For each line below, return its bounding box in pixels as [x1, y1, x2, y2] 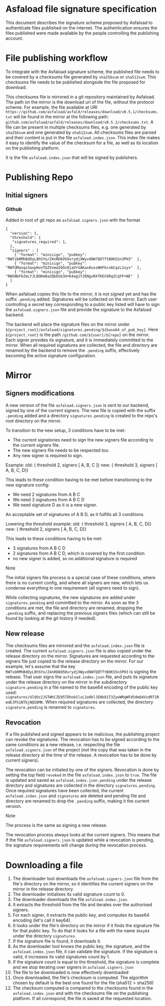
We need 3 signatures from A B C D [12, 496, 85, 502]
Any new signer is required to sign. [12, 452, 83, 458]
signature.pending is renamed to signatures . [5, 704, 96, 710]
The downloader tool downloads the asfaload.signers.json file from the [12, 876, 159, 881]
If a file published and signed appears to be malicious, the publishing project [5, 731, 160, 737]
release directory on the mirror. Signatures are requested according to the [5, 653, 155, 659]
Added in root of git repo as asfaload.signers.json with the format [5, 217, 140, 223]
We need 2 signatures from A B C [12, 491, 80, 497]
